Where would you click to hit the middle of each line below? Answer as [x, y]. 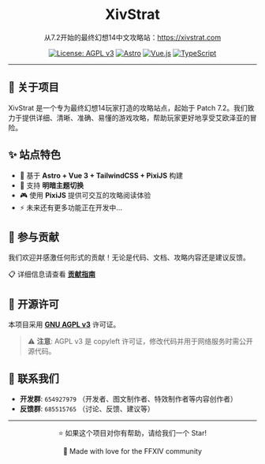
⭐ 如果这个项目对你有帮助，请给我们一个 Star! [132, 433]
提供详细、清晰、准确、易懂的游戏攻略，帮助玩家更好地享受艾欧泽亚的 [136, 118]
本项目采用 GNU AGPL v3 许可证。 [64, 324]
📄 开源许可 [34, 304]
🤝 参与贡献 [34, 237]
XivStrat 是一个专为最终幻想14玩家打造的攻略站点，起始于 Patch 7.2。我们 [128, 107]
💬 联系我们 [34, 378]
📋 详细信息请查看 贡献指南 [52, 275]
